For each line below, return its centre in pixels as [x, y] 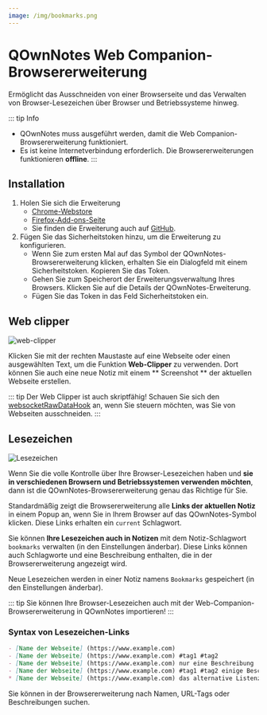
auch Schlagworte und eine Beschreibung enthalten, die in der [110, 555]
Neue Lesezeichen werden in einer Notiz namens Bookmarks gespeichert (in [131, 579]
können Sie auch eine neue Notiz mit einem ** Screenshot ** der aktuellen [130, 373]
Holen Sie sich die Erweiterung [70, 203]
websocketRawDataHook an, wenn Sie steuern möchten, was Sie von [122, 405]
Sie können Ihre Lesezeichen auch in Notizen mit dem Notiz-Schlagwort [127, 538]
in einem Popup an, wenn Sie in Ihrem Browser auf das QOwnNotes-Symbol [132, 514]
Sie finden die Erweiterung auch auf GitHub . [104, 229]
